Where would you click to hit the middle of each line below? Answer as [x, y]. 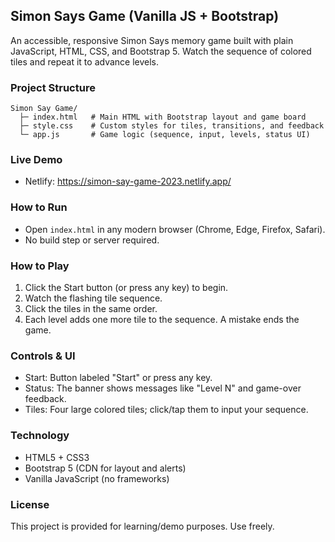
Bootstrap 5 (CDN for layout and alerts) [105, 468]
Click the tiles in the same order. [91, 308]
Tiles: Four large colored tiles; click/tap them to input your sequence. [166, 410]
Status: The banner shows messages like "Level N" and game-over [163, 388]
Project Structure [53, 87]
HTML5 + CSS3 [57, 457]
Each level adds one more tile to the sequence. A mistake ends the [162, 319]
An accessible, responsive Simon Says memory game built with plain [152, 40]
